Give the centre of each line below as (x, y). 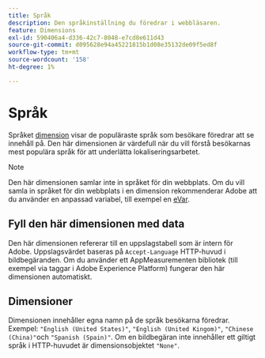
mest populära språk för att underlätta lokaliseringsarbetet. (104, 152)
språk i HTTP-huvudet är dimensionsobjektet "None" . (94, 345)
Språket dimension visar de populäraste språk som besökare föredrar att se (131, 134)
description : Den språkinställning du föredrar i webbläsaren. (115, 23)
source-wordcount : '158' (49, 60)
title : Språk (30, 15)
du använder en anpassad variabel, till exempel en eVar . (99, 199)
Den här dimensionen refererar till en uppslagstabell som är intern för (121, 243)
